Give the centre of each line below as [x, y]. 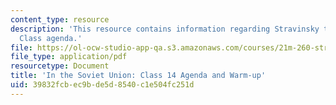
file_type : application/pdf [69, 57]
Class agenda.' [51, 38]
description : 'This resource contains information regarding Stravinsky [165, 29]
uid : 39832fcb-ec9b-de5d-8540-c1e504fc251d [102, 85]
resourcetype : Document [60, 66]
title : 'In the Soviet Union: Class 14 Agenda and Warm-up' [138, 76]
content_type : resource [60, 19]
